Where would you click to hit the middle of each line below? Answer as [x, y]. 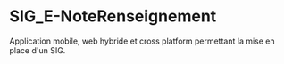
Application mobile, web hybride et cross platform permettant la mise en [142, 41]
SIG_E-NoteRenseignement [113, 16]
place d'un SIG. [38, 50]
